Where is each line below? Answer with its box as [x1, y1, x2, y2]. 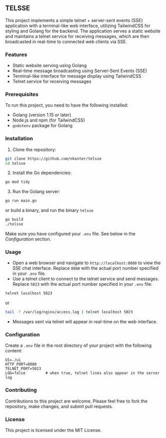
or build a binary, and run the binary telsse [5, 207, 94, 213]
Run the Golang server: [12, 189, 60, 195]
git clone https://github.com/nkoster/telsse [5, 156, 101, 161]
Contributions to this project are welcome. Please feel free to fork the [5, 398, 148, 404]
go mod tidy [5, 180, 30, 185]
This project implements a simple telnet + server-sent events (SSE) [5, 17, 143, 23]
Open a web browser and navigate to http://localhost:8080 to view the [12, 260, 161, 266]
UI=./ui [5, 357, 21, 362]
